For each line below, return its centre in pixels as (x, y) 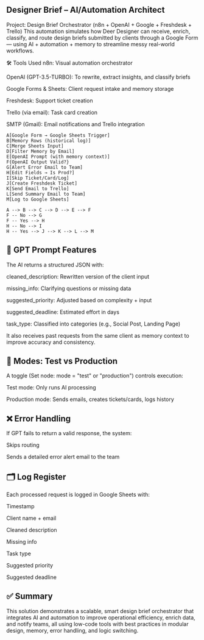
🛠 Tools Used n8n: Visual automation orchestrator (69, 63)
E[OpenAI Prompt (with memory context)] (58, 157)
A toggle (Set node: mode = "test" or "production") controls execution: (95, 376)
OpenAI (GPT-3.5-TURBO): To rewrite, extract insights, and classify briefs (98, 77)
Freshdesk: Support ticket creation (50, 101)
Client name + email (31, 518)
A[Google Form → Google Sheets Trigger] (58, 135)
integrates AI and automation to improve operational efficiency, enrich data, (101, 617)
